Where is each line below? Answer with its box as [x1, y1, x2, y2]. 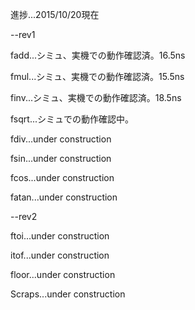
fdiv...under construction [10, 133, 112, 145]
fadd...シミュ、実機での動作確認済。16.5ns [10, 49, 186, 61]
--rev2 [10, 211, 38, 222]
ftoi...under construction [10, 230, 110, 242]
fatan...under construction [10, 191, 118, 203]
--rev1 [10, 29, 36, 40]
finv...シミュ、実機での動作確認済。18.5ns [10, 92, 182, 103]
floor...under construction [10, 269, 116, 280]
